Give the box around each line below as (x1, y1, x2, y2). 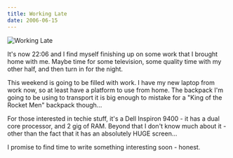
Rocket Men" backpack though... (7, 100, 102, 109)
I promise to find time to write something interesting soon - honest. (7, 143, 201, 151)
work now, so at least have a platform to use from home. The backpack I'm (7, 86, 223, 94)
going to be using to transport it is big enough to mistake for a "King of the (7, 93, 222, 102)
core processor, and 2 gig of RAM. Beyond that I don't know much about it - (7, 121, 227, 130)
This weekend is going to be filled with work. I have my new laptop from (7, 78, 215, 86)
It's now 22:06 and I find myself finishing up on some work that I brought (7, 50, 218, 58)
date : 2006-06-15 (7, 17, 58, 24)
